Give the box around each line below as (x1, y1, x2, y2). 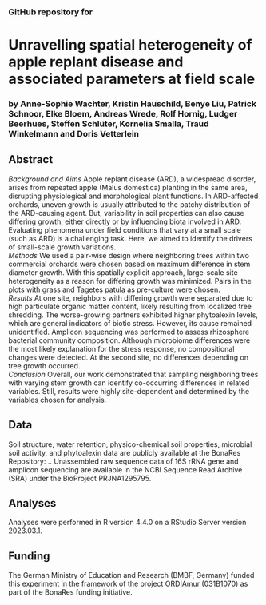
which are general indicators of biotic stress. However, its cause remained (8, 318, 252, 328)
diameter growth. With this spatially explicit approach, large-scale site (8, 267, 238, 277)
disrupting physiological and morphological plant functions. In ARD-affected (8, 191, 259, 201)
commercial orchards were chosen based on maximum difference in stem (8, 259, 251, 269)
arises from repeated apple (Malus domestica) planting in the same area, (8, 182, 248, 192)
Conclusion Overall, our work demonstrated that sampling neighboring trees (8, 369, 259, 379)
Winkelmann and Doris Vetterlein (8, 129, 140, 140)
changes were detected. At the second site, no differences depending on (8, 352, 249, 362)
